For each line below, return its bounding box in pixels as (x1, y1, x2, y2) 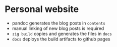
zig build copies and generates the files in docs (12, 30, 112, 36)
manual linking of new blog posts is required (12, 25, 104, 31)
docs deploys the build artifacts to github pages (12, 36, 110, 42)
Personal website (5, 3, 79, 15)
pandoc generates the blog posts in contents (12, 20, 105, 26)
